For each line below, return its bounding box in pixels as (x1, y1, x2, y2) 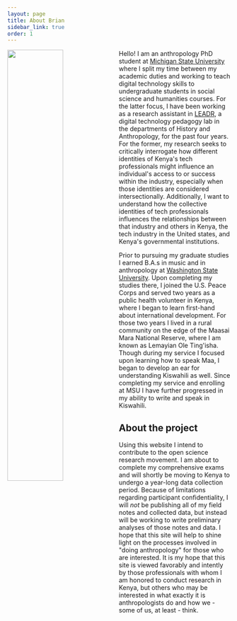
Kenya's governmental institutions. (119, 238, 219, 246)
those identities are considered (119, 185, 209, 193)
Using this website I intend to (119, 441, 204, 449)
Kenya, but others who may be (119, 584, 208, 592)
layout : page (7, 10, 46, 18)
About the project (119, 422, 198, 434)
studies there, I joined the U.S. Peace (119, 281, 226, 290)
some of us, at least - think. (119, 606, 199, 615)
